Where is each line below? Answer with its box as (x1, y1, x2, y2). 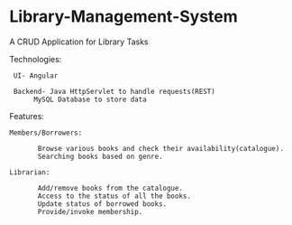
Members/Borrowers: (9, 128, 83, 137)
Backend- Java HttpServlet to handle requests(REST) (13, 87, 216, 96)
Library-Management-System (9, 6, 239, 27)
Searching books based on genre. (37, 152, 164, 161)
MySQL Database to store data (32, 95, 147, 104)
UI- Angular (13, 70, 59, 80)
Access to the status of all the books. (37, 192, 192, 201)
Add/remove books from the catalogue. (37, 183, 183, 192)
